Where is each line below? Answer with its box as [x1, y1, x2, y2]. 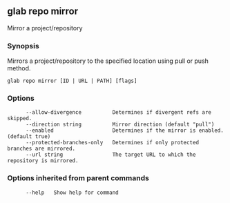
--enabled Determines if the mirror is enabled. [25, 127, 224, 134]
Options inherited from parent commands [7, 173, 150, 183]
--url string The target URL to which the [25, 151, 196, 158]
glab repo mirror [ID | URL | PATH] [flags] [7, 77, 137, 85]
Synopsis [7, 41, 39, 50]
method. [7, 64, 31, 72]
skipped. [7, 115, 32, 122]
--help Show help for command [25, 189, 119, 196]
